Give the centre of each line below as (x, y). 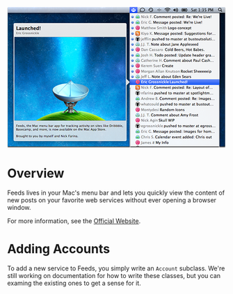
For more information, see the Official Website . (74, 221)
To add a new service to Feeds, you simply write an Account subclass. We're (116, 268)
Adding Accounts (58, 249)
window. (19, 207)
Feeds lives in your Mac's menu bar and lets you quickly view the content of (116, 193)
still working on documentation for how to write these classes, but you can (114, 275)
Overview (36, 173)
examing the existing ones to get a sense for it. (74, 283)
